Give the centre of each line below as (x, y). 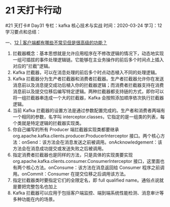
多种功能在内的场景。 (35, 199)
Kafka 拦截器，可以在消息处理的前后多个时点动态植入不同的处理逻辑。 (86, 72)
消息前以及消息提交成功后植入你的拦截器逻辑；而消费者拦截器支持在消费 (88, 85)
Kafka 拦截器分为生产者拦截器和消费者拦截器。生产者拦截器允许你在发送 (88, 79)
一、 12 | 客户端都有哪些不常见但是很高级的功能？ (56, 42)
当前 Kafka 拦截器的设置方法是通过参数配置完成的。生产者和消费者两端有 (89, 110)
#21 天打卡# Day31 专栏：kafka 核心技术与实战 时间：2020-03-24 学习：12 (84, 25)
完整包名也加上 (42, 186)
